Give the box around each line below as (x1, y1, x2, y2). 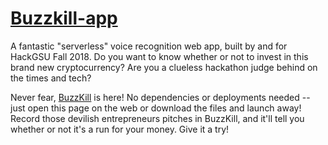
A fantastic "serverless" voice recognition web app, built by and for (10, 40, 288, 52)
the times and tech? (10, 72, 92, 84)
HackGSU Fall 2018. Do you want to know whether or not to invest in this (10, 50, 309, 62)
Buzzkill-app (10, 7, 118, 30)
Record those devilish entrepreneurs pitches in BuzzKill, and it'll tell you (10, 112, 305, 124)
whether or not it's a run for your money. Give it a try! (10, 123, 230, 135)
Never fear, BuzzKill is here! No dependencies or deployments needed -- (10, 91, 311, 103)
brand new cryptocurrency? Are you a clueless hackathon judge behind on (10, 61, 318, 73)
